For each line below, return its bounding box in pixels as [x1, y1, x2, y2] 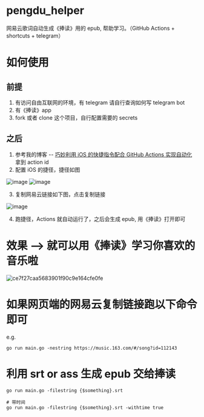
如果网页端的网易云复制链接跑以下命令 [6, 297, 198, 311]
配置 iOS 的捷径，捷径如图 [15, 166, 81, 173]
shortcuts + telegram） [6, 32, 64, 39]
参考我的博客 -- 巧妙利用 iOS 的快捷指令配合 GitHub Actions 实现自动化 [15, 151, 192, 158]
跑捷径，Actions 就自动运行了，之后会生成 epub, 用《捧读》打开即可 [15, 215, 186, 222]
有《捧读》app [15, 106, 51, 114]
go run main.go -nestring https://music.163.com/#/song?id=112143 [6, 345, 177, 351]
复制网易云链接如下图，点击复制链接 [15, 191, 106, 198]
